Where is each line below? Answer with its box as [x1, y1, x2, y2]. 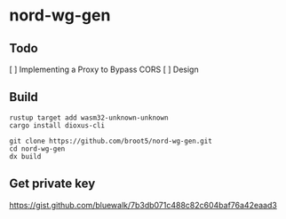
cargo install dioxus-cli [9, 121, 105, 129]
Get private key [9, 176, 96, 192]
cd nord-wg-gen [9, 144, 66, 153]
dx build [9, 152, 42, 160]
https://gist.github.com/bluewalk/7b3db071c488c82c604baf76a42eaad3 [9, 199, 277, 210]
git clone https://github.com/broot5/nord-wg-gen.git [9, 137, 213, 145]
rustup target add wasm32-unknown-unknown [9, 113, 169, 122]
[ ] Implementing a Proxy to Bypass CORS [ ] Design [9, 64, 199, 74]
